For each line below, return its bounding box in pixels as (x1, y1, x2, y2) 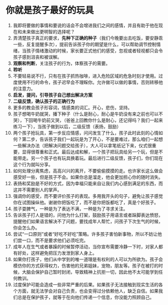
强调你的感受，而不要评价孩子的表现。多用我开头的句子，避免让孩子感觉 (13, 193, 163, 199)
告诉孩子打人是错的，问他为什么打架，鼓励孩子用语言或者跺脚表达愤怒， (13, 212, 163, 218)
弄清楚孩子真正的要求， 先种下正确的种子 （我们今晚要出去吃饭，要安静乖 (13, 35, 163, 41)
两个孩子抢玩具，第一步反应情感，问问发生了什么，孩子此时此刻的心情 (13, 129, 159, 136)
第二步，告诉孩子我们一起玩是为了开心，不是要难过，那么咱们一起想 (22, 136, 163, 142)
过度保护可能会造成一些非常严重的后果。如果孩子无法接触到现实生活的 (13, 281, 159, 287)
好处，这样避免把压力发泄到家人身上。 (17, 250, 97, 256)
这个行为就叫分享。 (13, 161, 53, 167)
